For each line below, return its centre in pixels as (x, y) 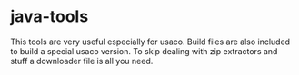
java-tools (50, 17)
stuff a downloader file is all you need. (82, 61)
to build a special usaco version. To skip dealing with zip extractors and (144, 51)
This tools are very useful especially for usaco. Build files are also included (150, 42)
